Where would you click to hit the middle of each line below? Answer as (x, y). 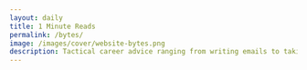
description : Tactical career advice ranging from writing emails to (145, 52)
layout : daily (37, 18)
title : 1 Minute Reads (53, 26)
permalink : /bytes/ (47, 35)
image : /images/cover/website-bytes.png (88, 43)
